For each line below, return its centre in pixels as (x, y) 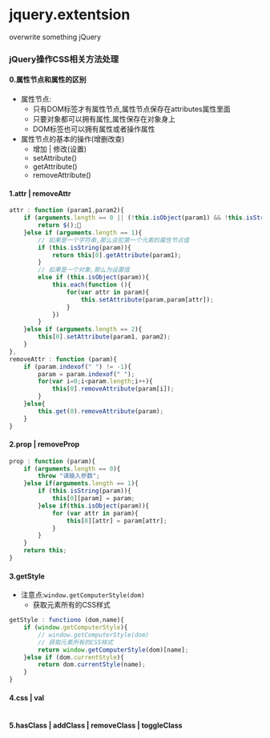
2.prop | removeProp (44, 444)
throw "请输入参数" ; (69, 476)
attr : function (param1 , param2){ (67, 211)
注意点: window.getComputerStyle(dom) (83, 595)
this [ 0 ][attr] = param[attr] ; (117, 521)
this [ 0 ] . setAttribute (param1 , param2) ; (105, 337)
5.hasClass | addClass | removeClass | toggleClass (96, 725)
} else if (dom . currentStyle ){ (74, 657)
